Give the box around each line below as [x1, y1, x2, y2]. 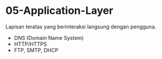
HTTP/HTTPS [13, 40, 47, 47]
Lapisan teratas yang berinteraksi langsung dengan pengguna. [5, 23, 157, 30]
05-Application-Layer [5, 4, 113, 17]
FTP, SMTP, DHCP [13, 46, 59, 53]
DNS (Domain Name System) [13, 34, 84, 41]
